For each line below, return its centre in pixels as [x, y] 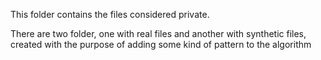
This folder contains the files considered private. [110, 14]
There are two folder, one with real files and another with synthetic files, [158, 33]
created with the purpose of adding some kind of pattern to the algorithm [161, 44]
